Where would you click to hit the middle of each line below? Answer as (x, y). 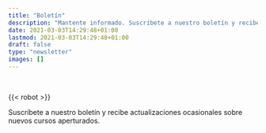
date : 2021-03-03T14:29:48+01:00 (63, 30)
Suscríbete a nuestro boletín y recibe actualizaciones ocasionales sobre (125, 112)
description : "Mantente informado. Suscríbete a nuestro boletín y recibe (134, 23)
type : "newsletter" (40, 52)
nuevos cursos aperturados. (54, 120)
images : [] (26, 60)
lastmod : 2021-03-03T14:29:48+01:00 (68, 37)
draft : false (30, 45)
